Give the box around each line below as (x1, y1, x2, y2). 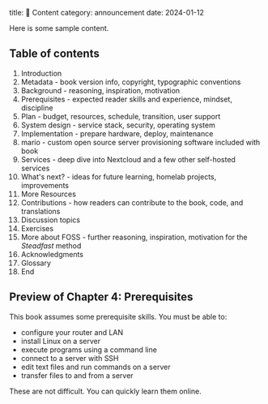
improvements (20, 180, 70, 190)
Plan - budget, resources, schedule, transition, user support (20, 111, 221, 121)
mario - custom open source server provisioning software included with (20, 137, 261, 147)
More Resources (20, 189, 76, 199)
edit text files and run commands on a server (20, 362, 171, 372)
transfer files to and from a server (20, 370, 134, 380)
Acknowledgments (20, 249, 84, 259)
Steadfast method (20, 240, 82, 251)
